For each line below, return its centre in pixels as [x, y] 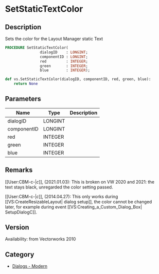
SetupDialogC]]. [21, 212]
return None [26, 84]
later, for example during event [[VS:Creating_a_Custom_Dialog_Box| [74, 207]
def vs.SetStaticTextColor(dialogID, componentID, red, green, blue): [78, 79]
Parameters [23, 99]
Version [17, 227]
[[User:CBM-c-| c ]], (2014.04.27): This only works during [62, 196]
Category [20, 254]
